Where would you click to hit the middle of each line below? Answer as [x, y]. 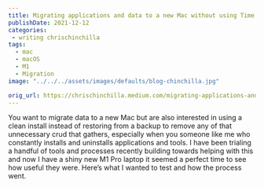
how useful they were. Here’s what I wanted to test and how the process [125, 168]
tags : [17, 45]
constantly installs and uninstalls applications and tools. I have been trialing [130, 143]
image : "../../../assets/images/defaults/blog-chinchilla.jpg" [114, 81]
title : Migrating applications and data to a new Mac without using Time [132, 15]
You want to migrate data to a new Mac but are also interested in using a [125, 118]
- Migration [35, 74]
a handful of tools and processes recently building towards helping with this [131, 151]
